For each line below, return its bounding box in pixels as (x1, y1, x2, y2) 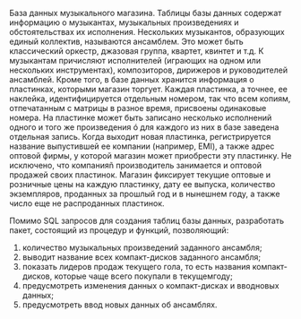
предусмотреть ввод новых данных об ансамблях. (21, 299, 218, 310)
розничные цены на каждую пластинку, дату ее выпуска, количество (9, 179, 276, 189)
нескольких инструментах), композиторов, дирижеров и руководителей (9, 65, 288, 75)
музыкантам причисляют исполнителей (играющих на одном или (9, 56, 262, 65)
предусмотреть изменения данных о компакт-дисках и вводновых (21, 280, 279, 290)
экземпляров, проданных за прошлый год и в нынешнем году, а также (9, 188, 280, 199)
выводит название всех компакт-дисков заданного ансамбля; (21, 252, 262, 263)
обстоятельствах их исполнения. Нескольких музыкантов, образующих (9, 27, 285, 37)
